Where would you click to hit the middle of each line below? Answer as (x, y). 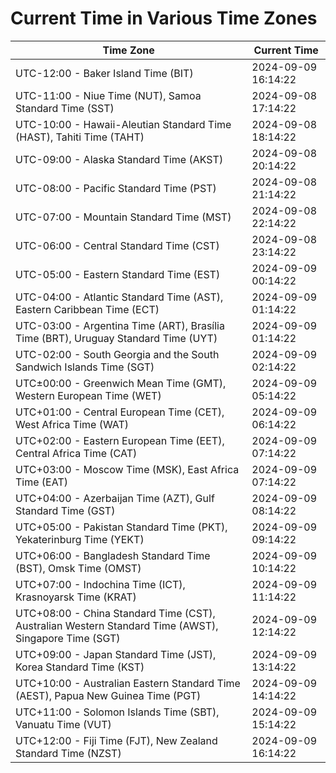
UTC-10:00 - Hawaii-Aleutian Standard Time (123, 124)
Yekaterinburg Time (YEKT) (80, 539)
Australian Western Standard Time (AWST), (117, 625)
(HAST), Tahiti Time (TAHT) (80, 137)
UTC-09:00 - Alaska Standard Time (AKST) (119, 159)
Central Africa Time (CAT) (76, 453)
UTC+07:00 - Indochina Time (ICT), (100, 584)
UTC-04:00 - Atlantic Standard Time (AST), (119, 297)
